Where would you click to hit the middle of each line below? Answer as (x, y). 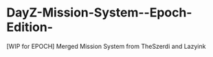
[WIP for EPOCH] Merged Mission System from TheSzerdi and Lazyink (106, 46)
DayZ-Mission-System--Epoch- (99, 13)
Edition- (30, 27)
